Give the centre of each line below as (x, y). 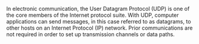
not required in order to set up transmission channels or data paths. (90, 34)
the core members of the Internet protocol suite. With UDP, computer (93, 15)
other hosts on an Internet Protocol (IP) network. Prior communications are (99, 28)
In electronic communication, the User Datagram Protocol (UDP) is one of (98, 9)
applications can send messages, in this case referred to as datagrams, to (99, 21)
